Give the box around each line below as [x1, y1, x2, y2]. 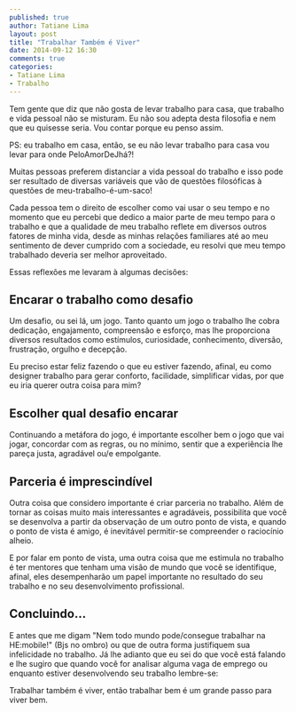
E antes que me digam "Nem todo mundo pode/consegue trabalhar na [9, 629, 266, 640]
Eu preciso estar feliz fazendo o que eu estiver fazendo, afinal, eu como [9, 361, 272, 372]
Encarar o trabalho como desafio [9, 292, 193, 307]
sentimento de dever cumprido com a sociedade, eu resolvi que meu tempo [9, 240, 286, 250]
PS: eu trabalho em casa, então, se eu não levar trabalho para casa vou [9, 139, 270, 150]
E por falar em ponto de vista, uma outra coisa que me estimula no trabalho [9, 552, 284, 564]
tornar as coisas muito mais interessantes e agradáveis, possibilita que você [9, 507, 287, 518]
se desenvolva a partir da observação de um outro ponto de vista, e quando [9, 517, 286, 527]
